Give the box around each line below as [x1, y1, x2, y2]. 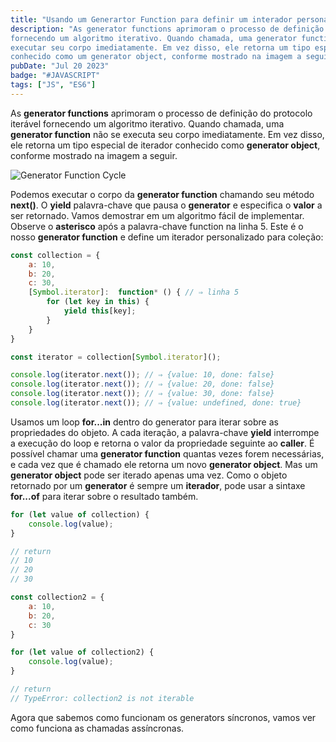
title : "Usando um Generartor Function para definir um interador [10, 14, 293, 25]
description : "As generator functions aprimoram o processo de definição [10, 24, 325, 34]
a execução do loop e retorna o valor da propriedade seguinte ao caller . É [10, 437, 315, 449]
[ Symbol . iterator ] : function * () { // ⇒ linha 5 [28, 287, 240, 298]
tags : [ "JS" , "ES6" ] [10, 80, 97, 90]
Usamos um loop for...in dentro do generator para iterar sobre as [10, 416, 279, 428]
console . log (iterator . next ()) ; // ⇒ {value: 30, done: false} [10, 389, 275, 399]
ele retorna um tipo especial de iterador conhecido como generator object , [10, 139, 321, 151]
